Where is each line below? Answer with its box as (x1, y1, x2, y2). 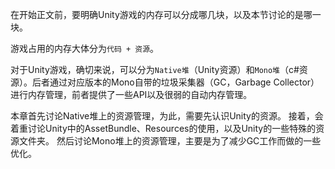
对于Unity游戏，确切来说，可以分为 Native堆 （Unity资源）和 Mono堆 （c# (10, 64, 300, 75)
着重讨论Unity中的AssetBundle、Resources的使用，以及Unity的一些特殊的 (10, 123, 317, 134)
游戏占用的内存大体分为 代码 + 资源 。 (10, 43, 160, 54)
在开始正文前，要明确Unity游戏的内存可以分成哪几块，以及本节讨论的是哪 (10, 9, 313, 20)
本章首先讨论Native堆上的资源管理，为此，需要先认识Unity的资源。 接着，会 (10, 110, 324, 122)
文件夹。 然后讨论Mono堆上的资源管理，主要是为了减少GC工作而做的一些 (18, 135, 322, 147)
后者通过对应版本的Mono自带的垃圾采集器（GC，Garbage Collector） (31, 76, 320, 88)
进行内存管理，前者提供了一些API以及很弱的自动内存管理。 (10, 89, 253, 100)
